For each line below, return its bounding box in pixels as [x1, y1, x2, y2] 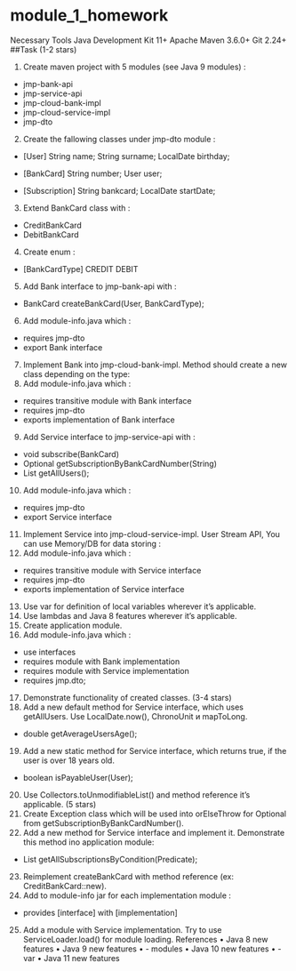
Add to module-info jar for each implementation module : [22, 890, 232, 901]
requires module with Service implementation [22, 665, 190, 676]
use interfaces [22, 646, 76, 657]
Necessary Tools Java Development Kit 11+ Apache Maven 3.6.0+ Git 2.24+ [10, 35, 287, 45]
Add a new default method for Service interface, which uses [22, 702, 244, 712]
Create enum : [22, 246, 76, 257]
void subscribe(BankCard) [22, 448, 119, 459]
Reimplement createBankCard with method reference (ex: [22, 871, 235, 881]
